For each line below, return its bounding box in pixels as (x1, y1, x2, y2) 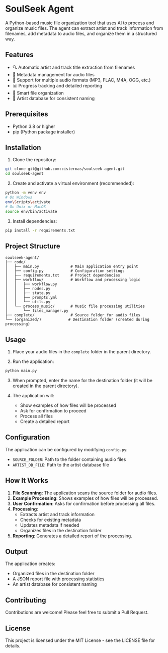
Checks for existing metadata (20, 517, 81, 523)
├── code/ (5, 260, 26, 265)
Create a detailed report (20, 418, 70, 425)
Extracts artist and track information (20, 511, 95, 517)
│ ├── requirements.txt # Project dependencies (5, 273, 121, 278)
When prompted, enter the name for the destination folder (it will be (12, 377, 152, 383)
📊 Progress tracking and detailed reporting (12, 82, 103, 88)
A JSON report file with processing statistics (12, 576, 105, 582)
